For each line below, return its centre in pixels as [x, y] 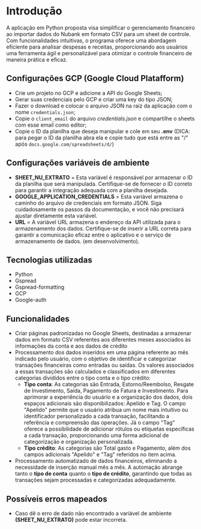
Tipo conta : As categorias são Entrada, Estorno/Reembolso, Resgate [109, 384]
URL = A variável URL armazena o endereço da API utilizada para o [98, 222]
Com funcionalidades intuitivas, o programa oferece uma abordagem [91, 40]
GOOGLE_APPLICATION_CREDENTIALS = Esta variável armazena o [99, 196]
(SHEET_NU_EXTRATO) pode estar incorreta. [71, 520]
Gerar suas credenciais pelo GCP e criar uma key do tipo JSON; [94, 99]
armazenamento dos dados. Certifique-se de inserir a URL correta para [103, 228]
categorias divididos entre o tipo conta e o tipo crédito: [83, 378]
